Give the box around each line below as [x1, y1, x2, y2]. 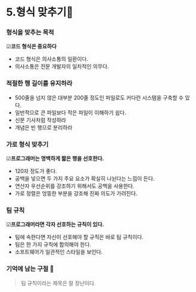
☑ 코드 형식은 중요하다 [6, 43, 57, 50]
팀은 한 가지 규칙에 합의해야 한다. [14, 241, 91, 248]
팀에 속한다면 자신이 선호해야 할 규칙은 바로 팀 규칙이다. [14, 234, 144, 241]
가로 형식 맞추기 [6, 140, 49, 148]
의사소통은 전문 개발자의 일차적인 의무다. [14, 63, 109, 70]
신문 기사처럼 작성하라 [14, 116, 67, 123]
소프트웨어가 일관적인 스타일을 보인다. [14, 248, 103, 256]
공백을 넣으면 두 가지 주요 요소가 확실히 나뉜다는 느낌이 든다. [14, 175, 155, 182]
